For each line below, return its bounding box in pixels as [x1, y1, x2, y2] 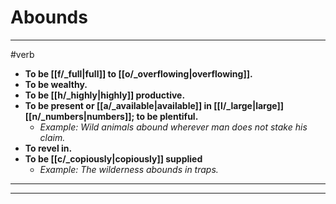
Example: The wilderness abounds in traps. [39, 163, 219, 175]
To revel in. [24, 142, 73, 154]
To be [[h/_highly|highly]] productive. [24, 89, 186, 101]
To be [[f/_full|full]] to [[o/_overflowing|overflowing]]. [24, 67, 253, 80]
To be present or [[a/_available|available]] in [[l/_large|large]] [24, 99, 284, 111]
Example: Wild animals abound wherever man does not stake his [39, 121, 308, 133]
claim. [39, 131, 66, 143]
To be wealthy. [24, 78, 88, 90]
